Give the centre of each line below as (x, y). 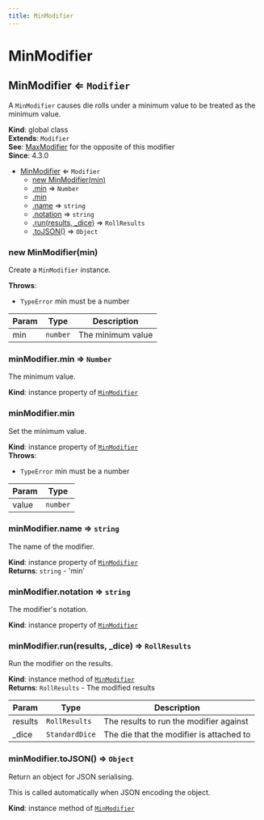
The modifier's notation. (48, 610)
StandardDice (71, 735)
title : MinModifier (41, 16)
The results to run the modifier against (176, 721)
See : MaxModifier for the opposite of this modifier (92, 147)
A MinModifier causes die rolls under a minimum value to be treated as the (132, 105)
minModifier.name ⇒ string (64, 529)
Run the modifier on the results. (61, 664)
